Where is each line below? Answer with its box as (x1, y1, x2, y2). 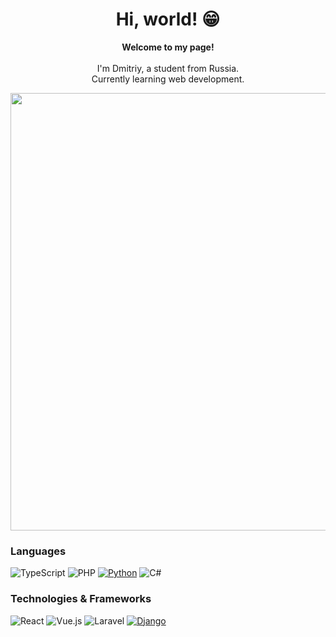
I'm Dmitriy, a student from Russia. (96, 62, 240, 74)
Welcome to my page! (121, 41, 215, 53)
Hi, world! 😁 (115, 8, 221, 31)
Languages (10, 544, 67, 558)
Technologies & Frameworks (10, 592, 152, 606)
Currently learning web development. (91, 73, 245, 85)
